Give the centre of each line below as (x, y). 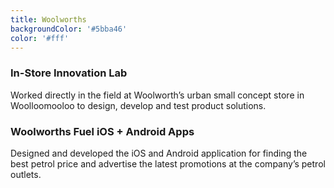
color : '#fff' (40, 38)
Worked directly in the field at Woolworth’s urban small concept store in (157, 95)
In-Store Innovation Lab (69, 73)
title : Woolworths (48, 19)
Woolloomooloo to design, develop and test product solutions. (138, 105)
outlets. (26, 174)
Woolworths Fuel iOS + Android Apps (102, 131)
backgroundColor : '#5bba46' (69, 29)
